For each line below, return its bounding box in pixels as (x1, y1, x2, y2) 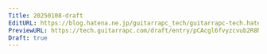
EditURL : (8, 19, 37, 27)
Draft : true (8, 33, 48, 42)
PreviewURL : (8, 26, 48, 34)
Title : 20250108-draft (8, 11, 83, 20)
